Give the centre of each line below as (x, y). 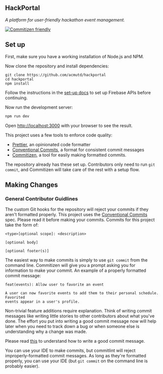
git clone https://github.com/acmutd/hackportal (56, 75)
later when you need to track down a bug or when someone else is (72, 327)
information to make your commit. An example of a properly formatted (76, 270)
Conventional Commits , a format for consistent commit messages (78, 150)
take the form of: (22, 225)
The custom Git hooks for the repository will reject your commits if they (77, 209)
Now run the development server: (39, 107)
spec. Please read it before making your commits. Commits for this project (80, 220)
